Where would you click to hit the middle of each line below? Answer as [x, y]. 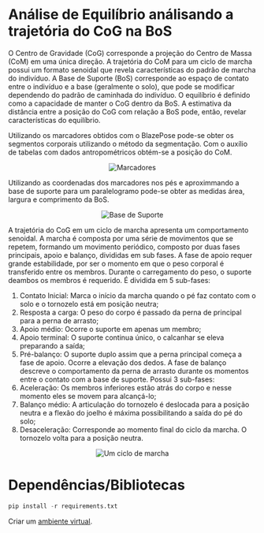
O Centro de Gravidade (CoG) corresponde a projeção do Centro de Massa [130, 53]
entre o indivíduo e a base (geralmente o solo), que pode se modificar [121, 86]
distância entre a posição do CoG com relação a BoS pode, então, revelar [127, 111]
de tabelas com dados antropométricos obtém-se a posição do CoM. [120, 152]
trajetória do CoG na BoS [90, 31]
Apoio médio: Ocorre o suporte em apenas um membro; [110, 329]
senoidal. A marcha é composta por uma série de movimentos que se [121, 238]
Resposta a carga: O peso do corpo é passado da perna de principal [130, 312]
